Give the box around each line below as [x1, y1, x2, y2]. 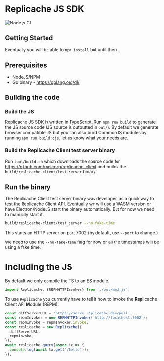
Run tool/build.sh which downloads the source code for [5, 158, 120, 164]
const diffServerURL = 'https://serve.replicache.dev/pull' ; [5, 311, 133, 316]
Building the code [5, 93, 60, 101]
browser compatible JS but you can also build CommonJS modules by [5, 130, 147, 136]
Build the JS [5, 108, 34, 115]
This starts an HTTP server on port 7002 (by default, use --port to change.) [5, 230, 158, 236]
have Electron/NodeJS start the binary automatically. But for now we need [5, 206, 155, 212]
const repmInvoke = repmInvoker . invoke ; [5, 320, 89, 325]
